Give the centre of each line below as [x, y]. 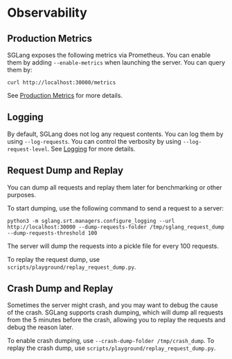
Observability [47, 13]
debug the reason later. [41, 327]
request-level [28, 149]
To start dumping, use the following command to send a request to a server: [115, 208]
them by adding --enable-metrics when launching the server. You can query [116, 62]
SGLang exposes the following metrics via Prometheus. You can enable [109, 55]
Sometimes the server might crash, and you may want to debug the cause [113, 305]
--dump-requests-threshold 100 [52, 233]
